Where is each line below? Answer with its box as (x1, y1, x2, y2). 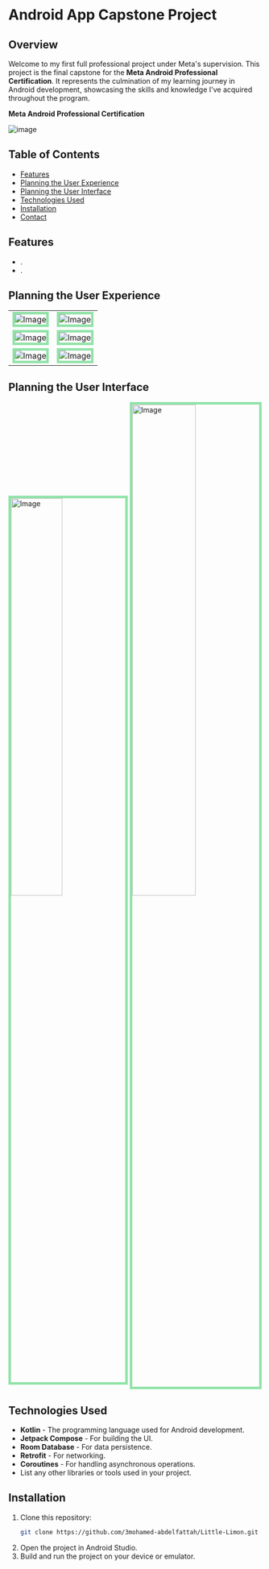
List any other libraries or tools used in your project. (19, 1468, 192, 1478)
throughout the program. (8, 93, 90, 102)
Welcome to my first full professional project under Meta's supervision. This (8, 59, 260, 68)
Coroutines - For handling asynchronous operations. (19, 1459, 196, 1469)
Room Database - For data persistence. (19, 1442, 152, 1452)
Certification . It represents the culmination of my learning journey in (8, 77, 235, 85)
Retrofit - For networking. (19, 1451, 106, 1460)
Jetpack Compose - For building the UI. (19, 1434, 153, 1443)
